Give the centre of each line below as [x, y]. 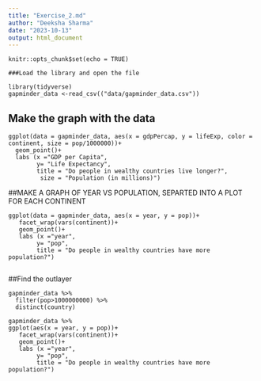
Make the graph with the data [82, 118]
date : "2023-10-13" [40, 30]
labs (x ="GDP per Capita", [62, 158]
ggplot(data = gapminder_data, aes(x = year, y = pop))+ [104, 216]
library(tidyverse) [40, 87]
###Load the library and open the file [74, 73]
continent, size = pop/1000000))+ [65, 143]
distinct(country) [46, 307]
